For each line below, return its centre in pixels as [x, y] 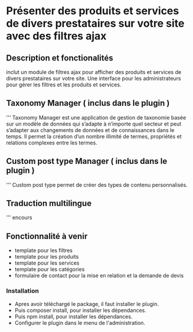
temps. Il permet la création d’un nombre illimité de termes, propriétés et [94, 136]
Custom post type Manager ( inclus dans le [87, 161]
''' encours [19, 218]
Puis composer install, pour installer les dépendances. [80, 310]
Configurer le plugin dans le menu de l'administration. [80, 323]
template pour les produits [47, 257]
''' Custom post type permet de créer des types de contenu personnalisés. [97, 185]
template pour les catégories [50, 269]
